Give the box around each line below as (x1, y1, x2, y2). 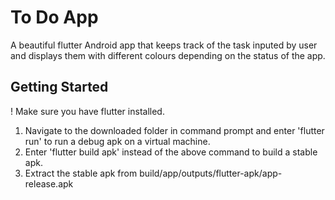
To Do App (10, 6, 99, 29)
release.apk (24, 177, 74, 190)
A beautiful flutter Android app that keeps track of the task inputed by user (10, 39, 318, 51)
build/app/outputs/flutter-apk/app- (139, 167, 283, 179)
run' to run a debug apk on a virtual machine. (24, 135, 211, 147)
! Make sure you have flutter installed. (10, 105, 165, 117)
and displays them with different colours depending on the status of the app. (10, 49, 326, 61)
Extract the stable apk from (24, 167, 138, 179)
